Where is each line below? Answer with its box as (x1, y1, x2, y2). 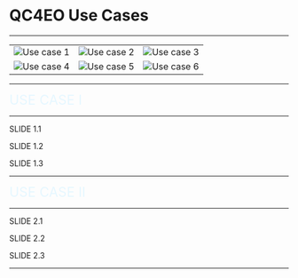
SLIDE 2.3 (9, 250, 45, 260)
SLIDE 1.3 (9, 157, 44, 169)
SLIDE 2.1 (9, 215, 43, 226)
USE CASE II (9, 183, 86, 201)
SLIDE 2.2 (9, 233, 46, 243)
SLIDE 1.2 (9, 140, 44, 151)
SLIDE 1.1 (9, 123, 42, 134)
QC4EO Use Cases (9, 5, 149, 26)
